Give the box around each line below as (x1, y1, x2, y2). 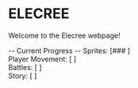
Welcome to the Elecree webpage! (8, 31, 121, 40)
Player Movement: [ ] (8, 54, 77, 64)
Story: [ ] (8, 71, 37, 80)
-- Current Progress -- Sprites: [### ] (8, 46, 131, 55)
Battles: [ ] (8, 62, 42, 71)
